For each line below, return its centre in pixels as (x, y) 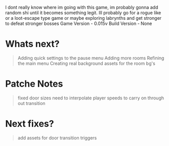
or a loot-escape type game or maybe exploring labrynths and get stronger (83, 18)
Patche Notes (34, 84)
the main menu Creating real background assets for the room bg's (86, 63)
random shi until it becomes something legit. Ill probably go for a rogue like (83, 13)
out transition (31, 103)
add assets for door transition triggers (57, 138)
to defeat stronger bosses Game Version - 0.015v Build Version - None (79, 23)
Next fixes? (30, 124)
